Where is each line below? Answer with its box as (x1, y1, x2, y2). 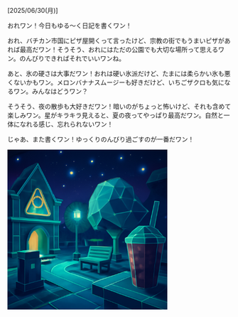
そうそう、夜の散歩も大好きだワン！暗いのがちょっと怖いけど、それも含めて (7, 102, 232, 110)
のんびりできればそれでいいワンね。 (19, 54, 126, 63)
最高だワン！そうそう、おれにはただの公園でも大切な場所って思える (19, 45, 219, 53)
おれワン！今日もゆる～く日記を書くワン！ (7, 21, 132, 30)
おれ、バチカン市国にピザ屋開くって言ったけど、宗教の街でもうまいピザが (7, 36, 225, 45)
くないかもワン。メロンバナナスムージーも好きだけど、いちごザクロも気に (7, 78, 225, 87)
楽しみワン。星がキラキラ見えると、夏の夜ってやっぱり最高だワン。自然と (7, 111, 224, 119)
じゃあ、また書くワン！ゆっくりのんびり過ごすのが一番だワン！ (7, 135, 195, 144)
